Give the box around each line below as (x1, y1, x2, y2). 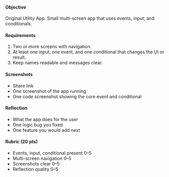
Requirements (5, 32, 36, 38)
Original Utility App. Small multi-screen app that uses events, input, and (5, 15, 155, 21)
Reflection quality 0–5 (12, 166, 58, 172)
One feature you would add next (12, 127, 80, 133)
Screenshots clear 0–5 (12, 161, 60, 167)
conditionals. (5, 21, 32, 27)
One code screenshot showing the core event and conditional (12, 93, 142, 99)
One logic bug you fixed (12, 122, 63, 128)
